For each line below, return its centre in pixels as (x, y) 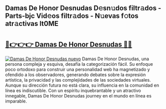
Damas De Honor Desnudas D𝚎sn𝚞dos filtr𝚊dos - (83, 8)
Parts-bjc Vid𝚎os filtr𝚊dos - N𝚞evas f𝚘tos (72, 16)
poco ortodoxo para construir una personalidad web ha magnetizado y (78, 69)
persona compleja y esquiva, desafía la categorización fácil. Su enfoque (79, 64)
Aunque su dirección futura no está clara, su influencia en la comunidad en (82, 85)
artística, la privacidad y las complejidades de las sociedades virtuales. (78, 80)
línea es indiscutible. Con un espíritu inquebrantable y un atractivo (73, 91)
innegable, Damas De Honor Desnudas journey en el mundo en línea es (79, 96)
